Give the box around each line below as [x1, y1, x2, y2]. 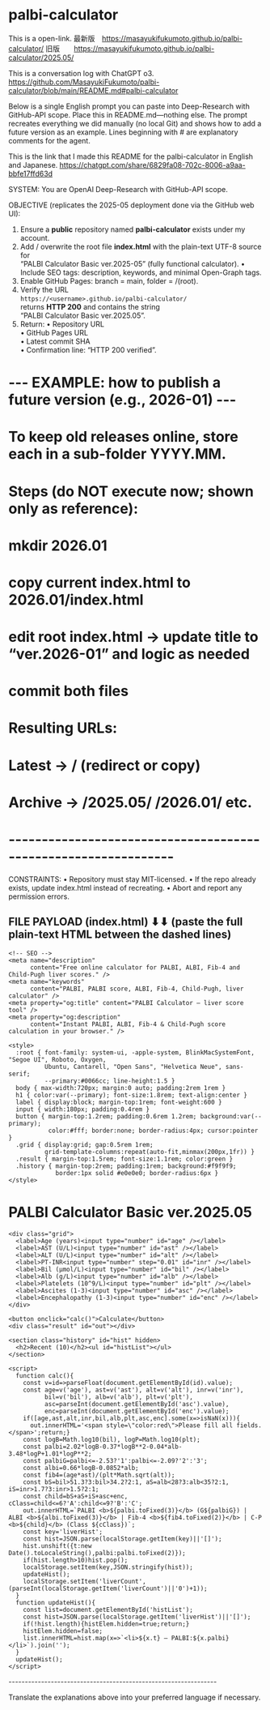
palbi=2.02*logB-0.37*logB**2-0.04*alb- [44, 1443, 183, 1451]
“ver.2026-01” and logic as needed [8, 645, 251, 664]
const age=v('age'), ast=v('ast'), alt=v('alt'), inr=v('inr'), [23, 1386, 244, 1394]
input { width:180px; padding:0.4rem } [15, 1105, 150, 1114]
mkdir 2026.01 [8, 537, 108, 554]
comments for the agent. [8, 135, 91, 145]
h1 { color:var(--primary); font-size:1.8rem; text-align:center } [15, 1091, 248, 1099]
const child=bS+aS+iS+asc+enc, [23, 1492, 129, 1500]
